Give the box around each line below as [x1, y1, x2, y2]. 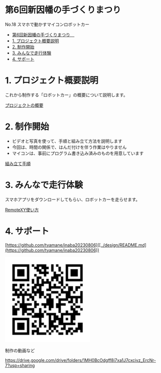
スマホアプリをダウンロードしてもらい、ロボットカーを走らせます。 [5, 196, 140, 202]
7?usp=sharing [5, 362, 35, 368]
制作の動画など [5, 347, 35, 353]
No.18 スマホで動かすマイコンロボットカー [5, 21, 90, 27]
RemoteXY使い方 [5, 207, 39, 213]
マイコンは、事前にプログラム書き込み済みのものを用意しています [12, 150, 144, 156]
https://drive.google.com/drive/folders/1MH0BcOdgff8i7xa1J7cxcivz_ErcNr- [5, 357, 156, 363]
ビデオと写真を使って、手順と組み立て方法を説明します [12, 138, 123, 144]
